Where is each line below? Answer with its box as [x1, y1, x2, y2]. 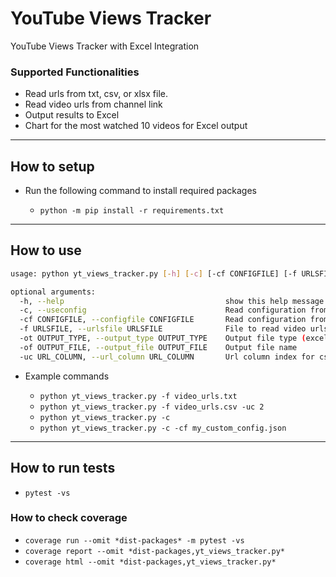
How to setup [10, 158, 95, 175]
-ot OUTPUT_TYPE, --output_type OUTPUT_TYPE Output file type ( [19, 333, 307, 344]
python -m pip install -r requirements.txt [39, 206, 225, 216]
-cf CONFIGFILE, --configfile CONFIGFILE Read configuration [19, 315, 307, 325]
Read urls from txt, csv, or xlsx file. [24, 88, 168, 100]
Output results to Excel [24, 109, 120, 121]
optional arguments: [10, 287, 97, 297]
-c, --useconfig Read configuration [19, 305, 307, 316]
